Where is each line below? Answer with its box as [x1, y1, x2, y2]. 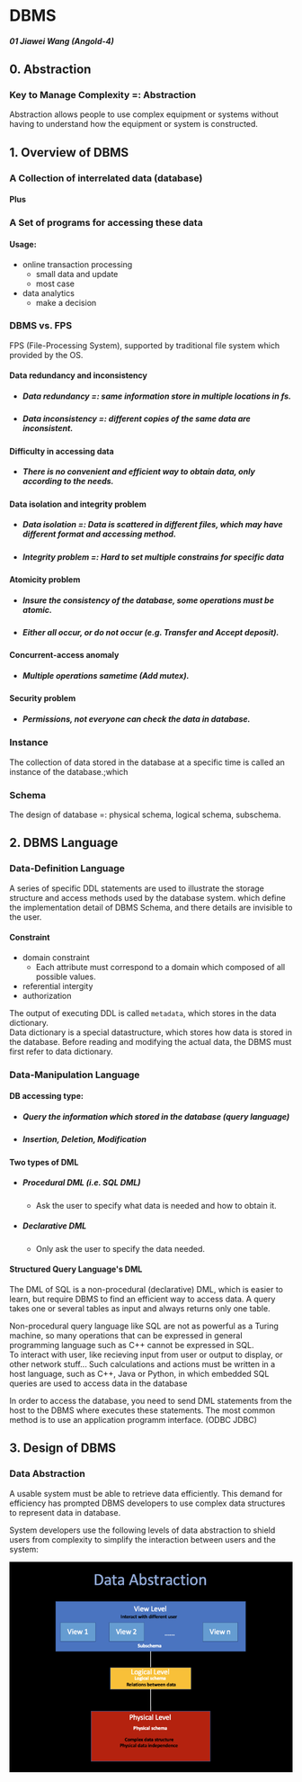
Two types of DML [9, 1156, 79, 1167]
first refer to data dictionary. [9, 1046, 113, 1057]
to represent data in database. [9, 1507, 121, 1517]
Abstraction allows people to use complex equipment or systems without [9, 109, 279, 120]
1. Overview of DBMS [9, 145, 129, 160]
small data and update [35, 268, 119, 279]
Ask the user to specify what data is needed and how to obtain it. [35, 1200, 277, 1210]
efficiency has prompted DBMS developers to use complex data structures [9, 1498, 286, 1508]
